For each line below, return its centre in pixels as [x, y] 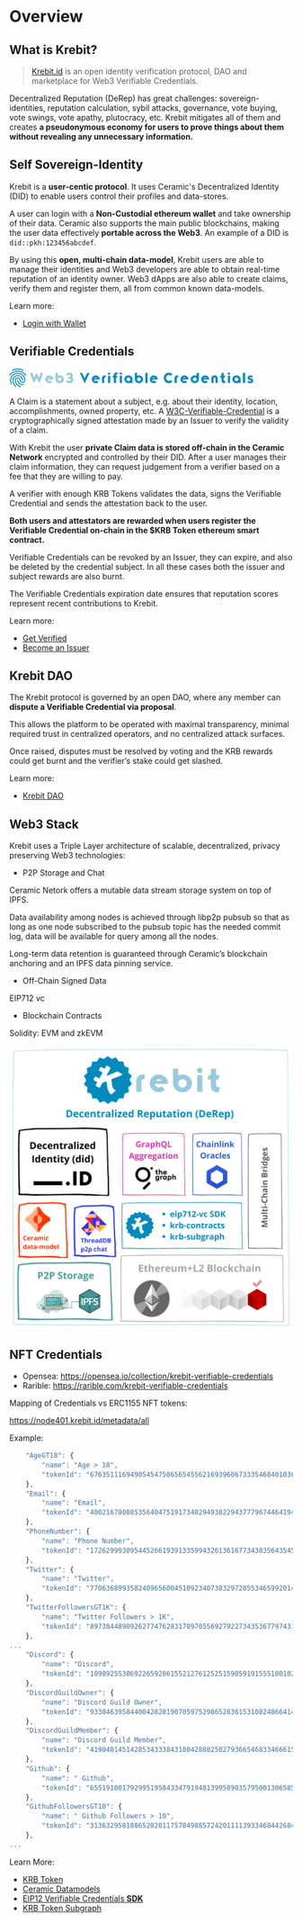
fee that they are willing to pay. [67, 476]
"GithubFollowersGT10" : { [74, 1807]
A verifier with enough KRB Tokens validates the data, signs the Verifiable [145, 493]
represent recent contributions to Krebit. [84, 603]
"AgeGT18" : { [50, 1456]
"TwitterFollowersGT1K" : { [76, 1608]
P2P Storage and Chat [63, 873]
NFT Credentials [56, 1355]
